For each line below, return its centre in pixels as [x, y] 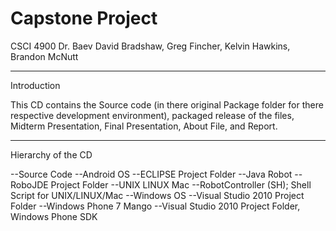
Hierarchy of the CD [51, 154]
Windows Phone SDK [54, 216]
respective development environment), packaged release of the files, [152, 115]
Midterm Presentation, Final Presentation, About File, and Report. [144, 126]
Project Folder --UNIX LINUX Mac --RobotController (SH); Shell [181, 184]
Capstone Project [84, 18]
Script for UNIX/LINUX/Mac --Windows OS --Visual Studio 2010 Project [157, 195]
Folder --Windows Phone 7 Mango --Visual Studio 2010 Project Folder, [155, 206]
